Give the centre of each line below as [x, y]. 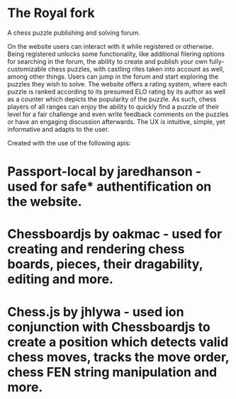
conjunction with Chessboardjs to [109, 327]
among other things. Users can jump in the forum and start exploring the [113, 77]
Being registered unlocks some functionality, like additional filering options [116, 54]
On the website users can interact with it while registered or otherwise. [111, 46]
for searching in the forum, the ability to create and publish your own [107, 61]
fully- [217, 61]
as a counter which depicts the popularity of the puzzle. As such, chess [112, 99]
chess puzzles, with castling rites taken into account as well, [136, 69]
